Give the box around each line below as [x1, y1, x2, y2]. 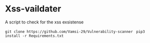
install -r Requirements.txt [5, 33, 64, 38]
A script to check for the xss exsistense [5, 19, 84, 25]
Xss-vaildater [5, 3, 61, 14]
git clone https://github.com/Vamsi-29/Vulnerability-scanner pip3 [5, 29, 145, 34]
